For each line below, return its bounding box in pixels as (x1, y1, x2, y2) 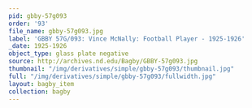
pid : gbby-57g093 (8, 11, 67, 20)
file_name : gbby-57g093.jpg (8, 27, 104, 35)
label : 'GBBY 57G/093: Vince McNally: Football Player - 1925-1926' (8, 34, 245, 43)
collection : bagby (8, 87, 71, 96)
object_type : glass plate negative (8, 50, 129, 58)
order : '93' (8, 19, 49, 28)
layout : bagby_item (8, 80, 75, 88)
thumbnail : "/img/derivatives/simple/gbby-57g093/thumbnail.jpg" (8, 65, 234, 73)
